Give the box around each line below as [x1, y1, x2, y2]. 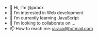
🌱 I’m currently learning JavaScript [9, 15, 79, 20]
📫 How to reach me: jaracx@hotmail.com [9, 26, 93, 31]
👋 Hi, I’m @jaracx [9, 5, 44, 10]
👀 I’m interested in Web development [9, 10, 83, 16]
